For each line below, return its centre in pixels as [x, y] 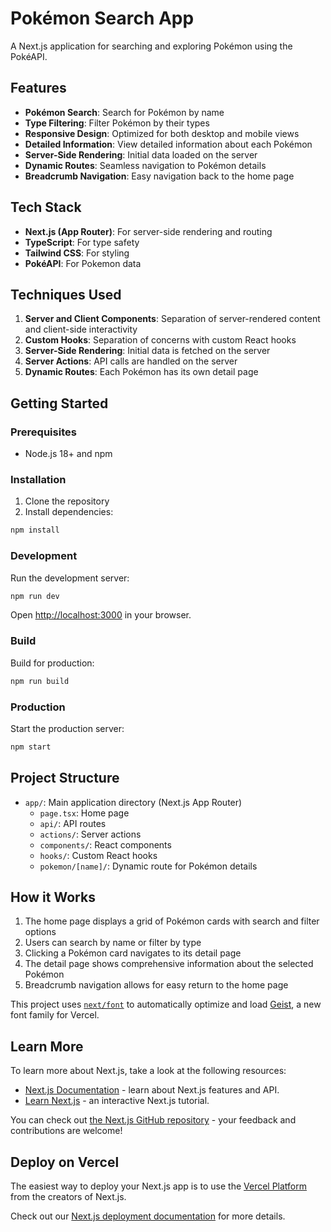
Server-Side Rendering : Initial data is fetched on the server [147, 351]
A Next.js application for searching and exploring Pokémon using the [151, 46]
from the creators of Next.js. [68, 1196]
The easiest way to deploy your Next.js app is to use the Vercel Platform [159, 1186]
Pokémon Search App [102, 18]
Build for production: [52, 663]
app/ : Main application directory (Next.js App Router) [133, 802]
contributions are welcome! [66, 1131]
